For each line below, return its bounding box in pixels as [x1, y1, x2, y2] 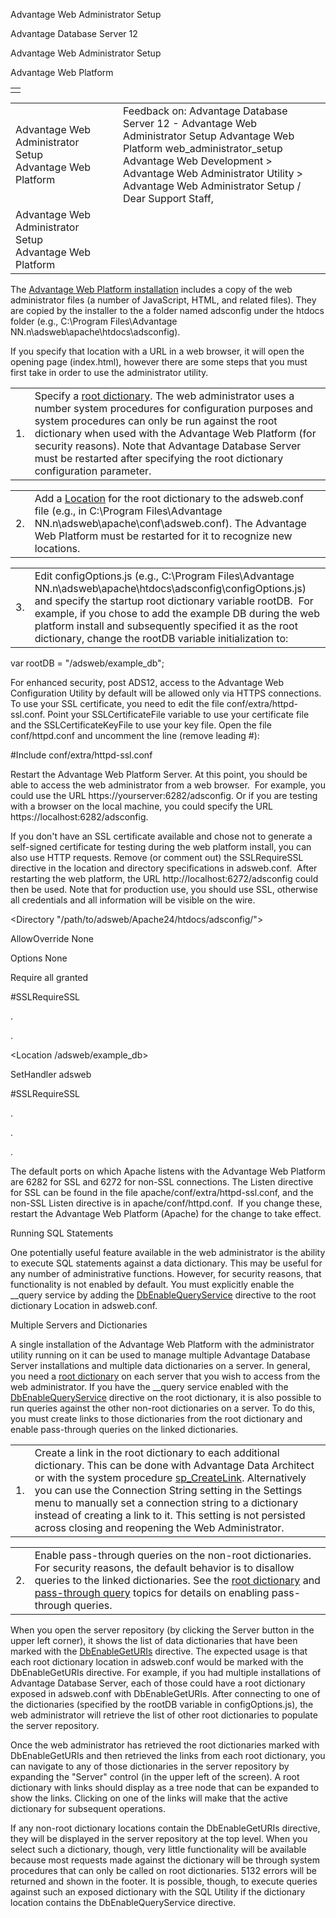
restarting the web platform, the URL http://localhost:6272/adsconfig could [10, 873, 319, 884]
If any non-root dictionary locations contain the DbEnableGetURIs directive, [10, 1822, 321, 1834]
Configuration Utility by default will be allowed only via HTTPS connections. [10, 687, 322, 699]
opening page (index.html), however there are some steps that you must [10, 356, 308, 368]
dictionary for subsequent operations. [10, 1803, 167, 1814]
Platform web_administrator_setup [123, 142, 283, 155]
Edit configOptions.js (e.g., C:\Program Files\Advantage [34, 569, 295, 583]
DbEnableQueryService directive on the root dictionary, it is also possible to [10, 1392, 322, 1403]
